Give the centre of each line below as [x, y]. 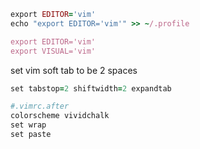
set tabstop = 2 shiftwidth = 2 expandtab [91, 88]
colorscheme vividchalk [60, 116]
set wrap [28, 125]
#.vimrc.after [40, 106]
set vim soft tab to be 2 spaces [74, 70]
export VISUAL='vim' [53, 51]
